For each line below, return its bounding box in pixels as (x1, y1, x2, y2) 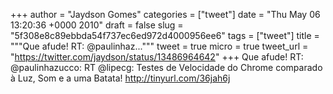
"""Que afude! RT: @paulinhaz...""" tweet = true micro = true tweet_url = (10, 40, 309, 52)
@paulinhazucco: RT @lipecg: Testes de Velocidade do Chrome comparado (10, 62, 323, 73)
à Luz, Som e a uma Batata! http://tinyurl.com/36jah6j (10, 72, 231, 84)
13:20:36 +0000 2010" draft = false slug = (10, 19, 184, 31)
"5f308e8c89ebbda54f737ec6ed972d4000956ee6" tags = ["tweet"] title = (10, 30, 320, 41)
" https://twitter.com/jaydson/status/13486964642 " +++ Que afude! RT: (10, 51, 304, 63)
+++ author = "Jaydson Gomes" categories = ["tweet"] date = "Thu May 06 (10, 9, 321, 20)
